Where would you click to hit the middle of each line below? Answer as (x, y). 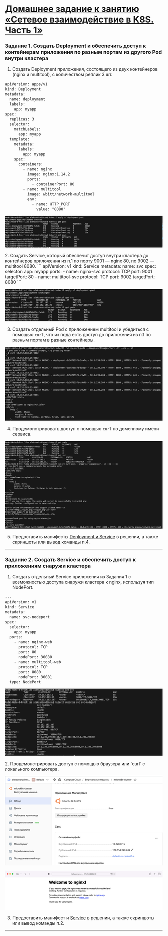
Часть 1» (24, 30)
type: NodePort (25, 682)
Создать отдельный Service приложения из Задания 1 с (72, 577)
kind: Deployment (23, 89)
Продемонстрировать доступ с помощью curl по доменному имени (86, 428)
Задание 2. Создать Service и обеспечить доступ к (71, 559)
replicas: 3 (22, 119)
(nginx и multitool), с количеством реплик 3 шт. (62, 74)
